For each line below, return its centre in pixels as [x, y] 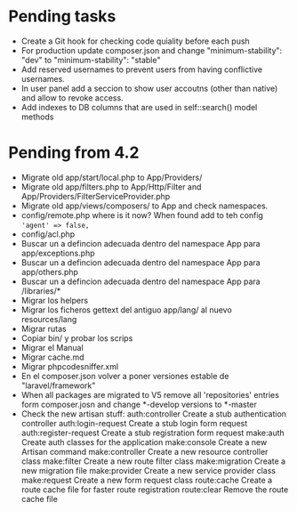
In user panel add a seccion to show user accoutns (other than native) [149, 88]
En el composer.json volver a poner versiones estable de [125, 376]
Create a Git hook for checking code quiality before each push [135, 41]
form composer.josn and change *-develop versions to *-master [139, 404]
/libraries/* [41, 290]
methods [37, 117]
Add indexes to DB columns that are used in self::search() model [139, 107]
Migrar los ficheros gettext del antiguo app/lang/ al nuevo [126, 310]
